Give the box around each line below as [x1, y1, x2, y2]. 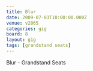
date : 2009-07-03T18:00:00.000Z [6, 14, 87, 20]
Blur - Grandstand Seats [6, 58, 66, 66]
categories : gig [6, 25, 47, 32]
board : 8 [6, 31, 28, 37]
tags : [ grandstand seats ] [6, 43, 71, 49]
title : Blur [6, 8, 36, 15]
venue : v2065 [6, 20, 39, 26]
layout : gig [6, 37, 36, 43]
